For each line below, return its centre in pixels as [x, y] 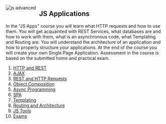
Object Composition [34, 84]
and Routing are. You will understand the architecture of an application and [83, 42]
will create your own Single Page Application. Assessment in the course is [82, 52]
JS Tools [22, 110]
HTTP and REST [30, 68]
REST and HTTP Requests [40, 79]
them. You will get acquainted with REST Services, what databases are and [84, 31]
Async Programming [34, 89]
